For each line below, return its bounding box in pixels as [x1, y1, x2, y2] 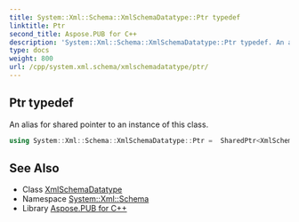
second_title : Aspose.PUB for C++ [9, 29, 138, 38]
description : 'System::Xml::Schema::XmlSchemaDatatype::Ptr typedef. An [9, 37, 285, 47]
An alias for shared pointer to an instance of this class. [9, 119, 209, 130]
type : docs [9, 46, 50, 55]
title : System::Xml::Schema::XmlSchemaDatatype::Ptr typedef [9, 12, 241, 22]
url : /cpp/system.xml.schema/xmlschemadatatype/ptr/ [9, 63, 209, 72]
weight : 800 [9, 54, 53, 63]
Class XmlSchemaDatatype [21, 184, 123, 195]
